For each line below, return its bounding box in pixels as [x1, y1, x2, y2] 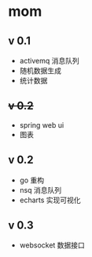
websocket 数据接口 [19, 240, 85, 250]
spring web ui [19, 120, 64, 129]
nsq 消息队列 [19, 185, 61, 194]
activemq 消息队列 [19, 56, 80, 65]
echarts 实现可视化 [19, 195, 81, 205]
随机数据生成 [19, 66, 61, 75]
